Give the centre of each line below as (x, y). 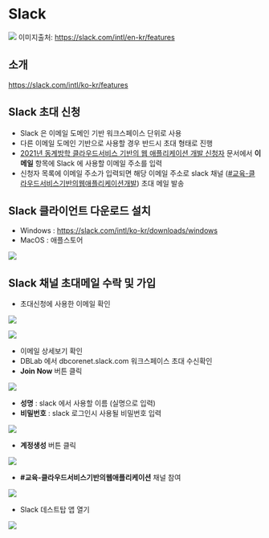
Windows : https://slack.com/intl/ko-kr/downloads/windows (119, 230)
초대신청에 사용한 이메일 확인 (65, 304)
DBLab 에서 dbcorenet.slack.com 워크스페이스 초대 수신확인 (116, 361)
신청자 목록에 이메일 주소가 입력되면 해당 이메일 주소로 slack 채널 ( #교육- (134, 173)
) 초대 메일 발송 (160, 183)
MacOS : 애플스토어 (51, 240)
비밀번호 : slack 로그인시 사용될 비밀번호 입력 (91, 414)
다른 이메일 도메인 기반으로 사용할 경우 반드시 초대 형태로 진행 (116, 143)
